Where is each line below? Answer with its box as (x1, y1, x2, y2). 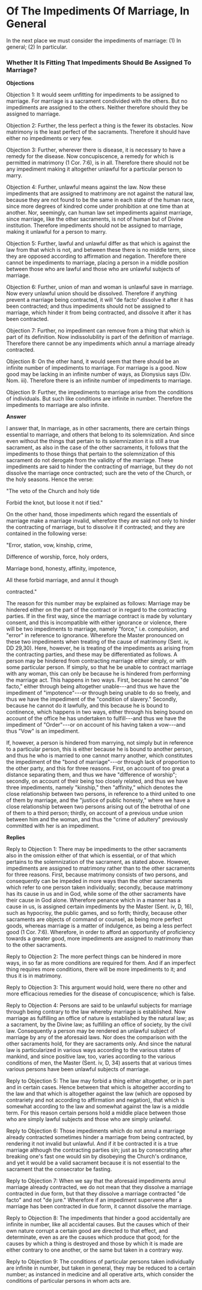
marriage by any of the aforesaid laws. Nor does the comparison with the (6, 1034, 188, 1041)
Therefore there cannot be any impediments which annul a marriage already (6, 340, 195, 347)
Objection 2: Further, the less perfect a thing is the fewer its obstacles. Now (6, 122, 194, 129)
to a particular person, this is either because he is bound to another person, (6, 745, 194, 753)
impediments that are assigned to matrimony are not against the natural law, (6, 190, 194, 197)
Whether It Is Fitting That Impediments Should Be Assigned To (6, 58, 192, 67)
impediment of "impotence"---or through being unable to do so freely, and (6, 689, 191, 697)
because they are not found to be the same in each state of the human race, (6, 197, 195, 204)
